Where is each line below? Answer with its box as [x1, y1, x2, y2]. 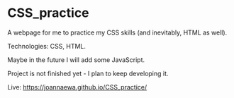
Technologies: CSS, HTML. [7, 42, 87, 50]
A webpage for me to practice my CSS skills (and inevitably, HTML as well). [7, 28, 228, 37]
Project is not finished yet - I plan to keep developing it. [7, 69, 169, 78]
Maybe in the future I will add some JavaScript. [7, 55, 145, 64]
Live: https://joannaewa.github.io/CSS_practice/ [7, 82, 147, 91]
